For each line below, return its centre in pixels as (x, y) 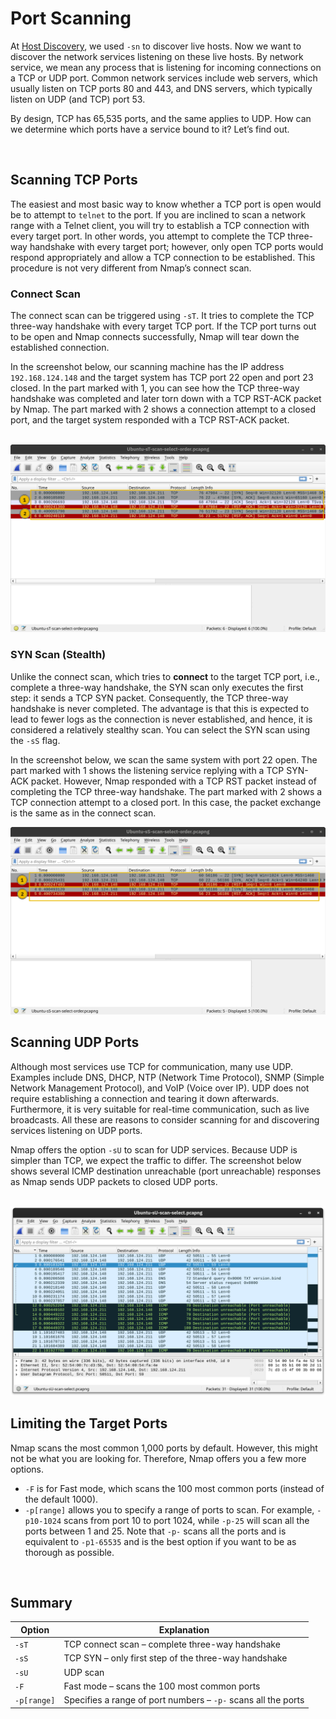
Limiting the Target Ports (89, 1423)
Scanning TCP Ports (74, 180)
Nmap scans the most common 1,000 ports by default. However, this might (164, 1448)
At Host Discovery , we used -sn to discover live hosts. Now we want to (156, 46)
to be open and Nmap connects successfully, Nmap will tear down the (155, 337)
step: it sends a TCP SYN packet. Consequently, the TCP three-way (149, 698)
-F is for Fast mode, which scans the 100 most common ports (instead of (174, 1488)
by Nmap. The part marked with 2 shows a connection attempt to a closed (163, 409)
